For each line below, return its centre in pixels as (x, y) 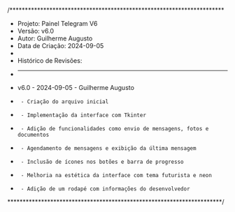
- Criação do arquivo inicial (65, 102)
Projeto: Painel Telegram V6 (57, 23)
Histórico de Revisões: (50, 61)
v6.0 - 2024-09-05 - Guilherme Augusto (76, 88)
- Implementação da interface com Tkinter (84, 115)
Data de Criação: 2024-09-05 (60, 46)
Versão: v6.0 (36, 31)
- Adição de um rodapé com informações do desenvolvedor (105, 189)
